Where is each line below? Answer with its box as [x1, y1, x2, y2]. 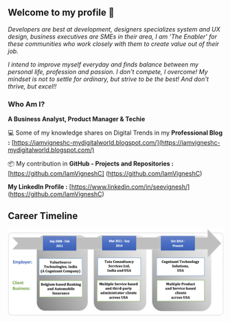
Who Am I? [8, 99, 45, 108]
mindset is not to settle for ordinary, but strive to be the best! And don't [8, 75, 209, 83]
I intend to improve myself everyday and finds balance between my [8, 60, 199, 69]
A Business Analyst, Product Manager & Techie [8, 115, 146, 124]
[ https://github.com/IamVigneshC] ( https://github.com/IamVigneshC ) [8, 170, 203, 178]
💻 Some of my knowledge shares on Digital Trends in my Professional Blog [8, 128, 222, 137]
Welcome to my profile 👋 [8, 7, 115, 19]
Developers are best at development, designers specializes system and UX [8, 25, 220, 33]
